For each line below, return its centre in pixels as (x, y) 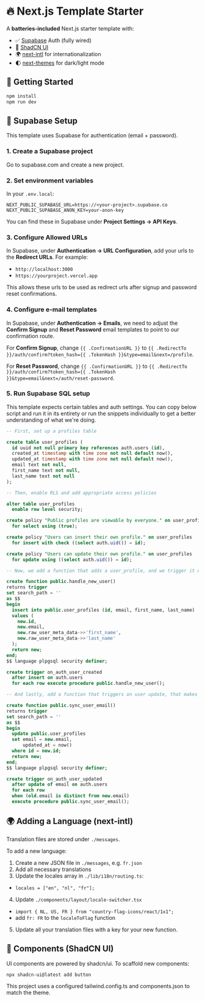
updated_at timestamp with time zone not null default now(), (92, 459)
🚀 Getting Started (40, 82)
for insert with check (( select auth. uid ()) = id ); (79, 543)
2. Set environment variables (50, 180)
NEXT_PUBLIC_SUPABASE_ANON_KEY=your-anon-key (65, 210)
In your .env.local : (31, 193)
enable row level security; (48, 510)
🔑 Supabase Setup (42, 121)
